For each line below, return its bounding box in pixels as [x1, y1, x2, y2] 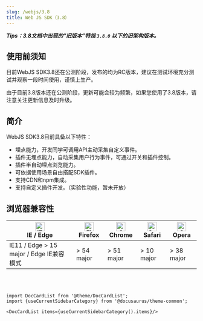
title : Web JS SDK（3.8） [6, 15, 69, 21]
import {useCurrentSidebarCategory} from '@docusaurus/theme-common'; [6, 298, 188, 304]
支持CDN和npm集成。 [14, 176, 70, 184]
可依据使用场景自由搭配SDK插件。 [14, 169, 101, 176]
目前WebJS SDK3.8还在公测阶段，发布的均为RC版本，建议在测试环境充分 [6, 68, 189, 76]
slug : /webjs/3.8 [6, 8, 50, 15]
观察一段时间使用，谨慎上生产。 [16, 76, 97, 84]
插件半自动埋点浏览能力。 [14, 161, 79, 168]
